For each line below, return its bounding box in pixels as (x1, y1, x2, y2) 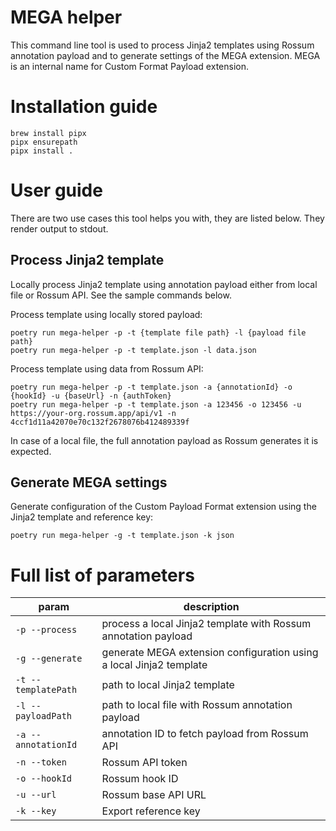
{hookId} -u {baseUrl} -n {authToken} (10, 391, 172, 401)
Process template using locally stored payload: (10, 308, 203, 320)
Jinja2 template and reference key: (10, 511, 154, 523)
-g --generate (15, 653, 83, 665)
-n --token (15, 757, 67, 768)
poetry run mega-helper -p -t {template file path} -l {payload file (10, 327, 307, 338)
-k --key (15, 806, 57, 817)
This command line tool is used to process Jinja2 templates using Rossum (10, 39, 315, 51)
